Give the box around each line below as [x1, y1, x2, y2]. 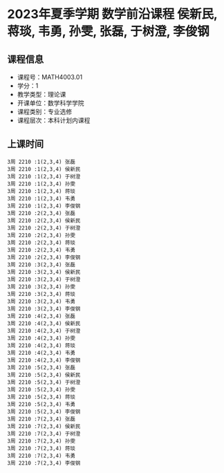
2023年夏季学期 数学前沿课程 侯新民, [7, 6, 218, 22]
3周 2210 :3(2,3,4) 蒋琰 [7, 290, 76, 297]
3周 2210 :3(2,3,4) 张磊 [7, 261, 76, 268]
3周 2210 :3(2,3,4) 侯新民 [7, 268, 81, 275]
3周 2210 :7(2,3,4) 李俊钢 [7, 459, 81, 467]
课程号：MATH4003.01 [17, 73, 83, 81]
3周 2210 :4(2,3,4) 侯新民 [7, 319, 81, 327]
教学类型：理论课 [17, 91, 66, 98]
